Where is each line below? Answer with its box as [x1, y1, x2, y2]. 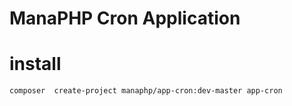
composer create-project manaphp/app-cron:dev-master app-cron [9, 86, 283, 96]
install [9, 53, 62, 76]
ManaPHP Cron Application [9, 7, 241, 30]
